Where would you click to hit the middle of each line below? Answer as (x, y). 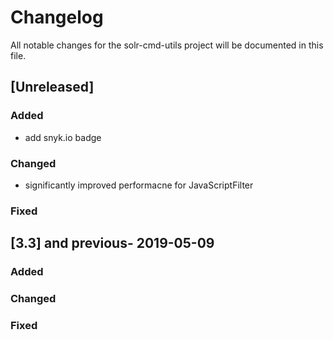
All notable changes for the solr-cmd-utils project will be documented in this (167, 45)
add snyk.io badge (63, 137)
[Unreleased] (52, 87)
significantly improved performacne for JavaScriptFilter (139, 185)
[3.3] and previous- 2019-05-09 (112, 243)
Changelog (57, 17)
